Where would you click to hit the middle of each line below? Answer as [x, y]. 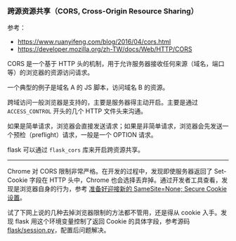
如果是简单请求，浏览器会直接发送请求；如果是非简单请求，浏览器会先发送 [115, 126]
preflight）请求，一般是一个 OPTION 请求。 [94, 135]
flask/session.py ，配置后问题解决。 [59, 230]
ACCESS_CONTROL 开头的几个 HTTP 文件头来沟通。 [77, 111]
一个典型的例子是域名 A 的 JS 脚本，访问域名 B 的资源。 [88, 87]
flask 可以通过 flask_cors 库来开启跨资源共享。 [76, 150]
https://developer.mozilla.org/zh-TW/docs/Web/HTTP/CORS [105, 49]
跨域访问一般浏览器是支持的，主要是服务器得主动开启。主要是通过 [103, 103]
